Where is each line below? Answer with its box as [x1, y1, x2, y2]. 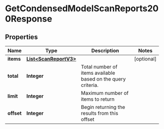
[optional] [134, 56, 157, 62]
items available [81, 69, 116, 76]
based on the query [81, 76, 126, 82]
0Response [5, 13, 52, 24]
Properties [5, 33, 38, 41]
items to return [81, 96, 115, 103]
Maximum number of [81, 90, 129, 96]
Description [91, 47, 120, 54]
